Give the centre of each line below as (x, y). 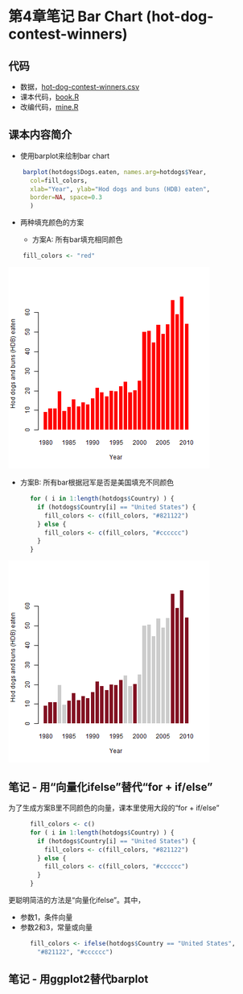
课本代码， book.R (49, 97)
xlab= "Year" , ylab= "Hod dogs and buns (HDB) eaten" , (120, 189)
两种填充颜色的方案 (52, 223)
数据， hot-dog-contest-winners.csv (80, 87)
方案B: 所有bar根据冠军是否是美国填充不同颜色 (97, 482)
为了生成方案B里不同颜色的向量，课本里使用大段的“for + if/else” (114, 808)
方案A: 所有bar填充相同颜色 (77, 239)
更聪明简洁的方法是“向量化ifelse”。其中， (77, 900)
